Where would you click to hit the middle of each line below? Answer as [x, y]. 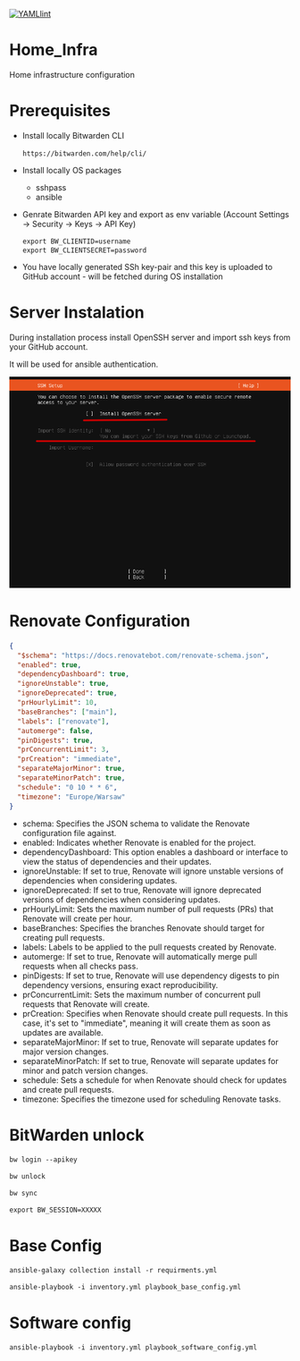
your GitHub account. [49, 347]
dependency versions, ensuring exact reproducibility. [120, 985]
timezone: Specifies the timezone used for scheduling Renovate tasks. [151, 1099]
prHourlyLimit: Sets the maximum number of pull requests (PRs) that [148, 909]
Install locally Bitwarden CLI [73, 135]
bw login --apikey [43, 1160]
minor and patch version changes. [85, 1070]
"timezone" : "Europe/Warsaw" [71, 797]
